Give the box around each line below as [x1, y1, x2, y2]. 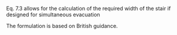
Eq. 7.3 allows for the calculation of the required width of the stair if [6, 5, 171, 12]
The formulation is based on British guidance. [6, 23, 118, 29]
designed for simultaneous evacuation [6, 11, 100, 18]
